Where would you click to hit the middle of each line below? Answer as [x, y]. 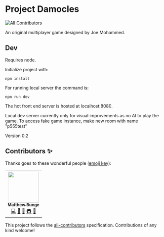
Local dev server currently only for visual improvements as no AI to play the [82, 115]
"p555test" [16, 126]
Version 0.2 [17, 136]
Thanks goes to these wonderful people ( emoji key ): [58, 163]
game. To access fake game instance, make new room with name [72, 121]
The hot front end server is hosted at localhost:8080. [59, 106]
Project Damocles [42, 9]
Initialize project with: [27, 69]
